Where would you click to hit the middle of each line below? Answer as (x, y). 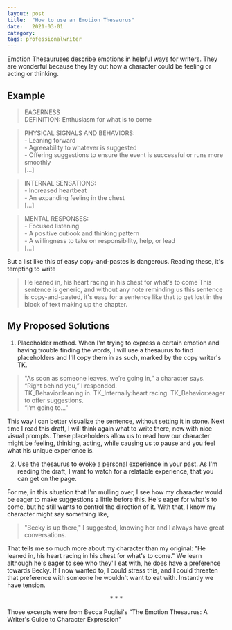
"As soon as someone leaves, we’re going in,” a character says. (115, 378)
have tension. (26, 585)
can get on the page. (47, 478)
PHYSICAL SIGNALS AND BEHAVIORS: (79, 133)
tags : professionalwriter (44, 39)
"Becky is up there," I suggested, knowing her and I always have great (124, 528)
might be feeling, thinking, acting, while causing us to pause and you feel (111, 443)
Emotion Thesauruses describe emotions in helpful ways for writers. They (113, 59)
